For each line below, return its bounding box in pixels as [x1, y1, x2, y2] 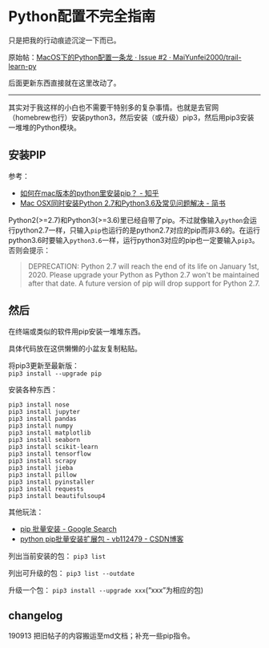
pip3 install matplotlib [8, 428, 91, 437]
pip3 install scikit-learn [8, 443, 98, 451]
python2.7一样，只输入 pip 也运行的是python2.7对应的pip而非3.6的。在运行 [14, 225, 261, 235]
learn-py [8, 61, 37, 71]
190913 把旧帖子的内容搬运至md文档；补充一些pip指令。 [8, 631, 195, 641]
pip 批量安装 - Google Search [19, 524, 118, 533]
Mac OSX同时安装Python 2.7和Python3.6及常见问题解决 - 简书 [19, 198, 226, 208]
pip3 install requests [8, 484, 84, 493]
